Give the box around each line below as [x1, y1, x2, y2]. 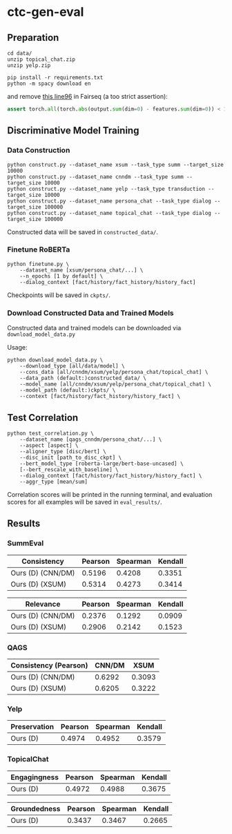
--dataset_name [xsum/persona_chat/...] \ [19, 267, 144, 274]
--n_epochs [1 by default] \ [19, 272, 104, 280]
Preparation [7, 32, 59, 44]
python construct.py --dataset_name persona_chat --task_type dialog [7, 198, 212, 205]
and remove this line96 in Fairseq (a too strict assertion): [7, 93, 168, 100]
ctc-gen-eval [7, 4, 84, 20]
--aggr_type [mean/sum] [19, 478, 88, 485]
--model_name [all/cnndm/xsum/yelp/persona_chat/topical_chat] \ [19, 381, 212, 388]
